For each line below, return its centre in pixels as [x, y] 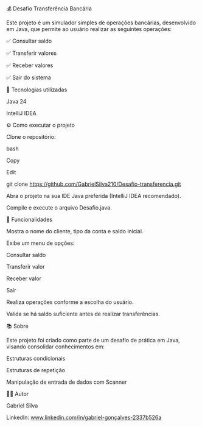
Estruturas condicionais [36, 358]
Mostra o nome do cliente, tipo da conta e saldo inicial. [75, 231]
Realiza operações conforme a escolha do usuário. [70, 302]
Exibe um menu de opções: [40, 243]
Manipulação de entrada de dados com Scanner [67, 382]
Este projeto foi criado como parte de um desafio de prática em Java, [93, 340]
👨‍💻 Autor [18, 394]
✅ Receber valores [30, 65]
